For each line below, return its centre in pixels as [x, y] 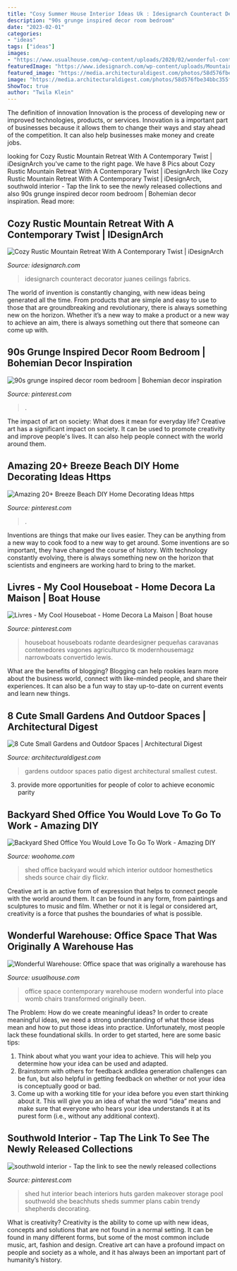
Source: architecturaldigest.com [54, 758]
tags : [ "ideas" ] [31, 47]
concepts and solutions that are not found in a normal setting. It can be [110, 1229]
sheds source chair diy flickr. [67, 877]
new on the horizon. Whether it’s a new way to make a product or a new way [118, 315]
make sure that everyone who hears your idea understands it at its [114, 1108]
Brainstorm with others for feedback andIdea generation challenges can [122, 1071]
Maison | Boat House [54, 598]
